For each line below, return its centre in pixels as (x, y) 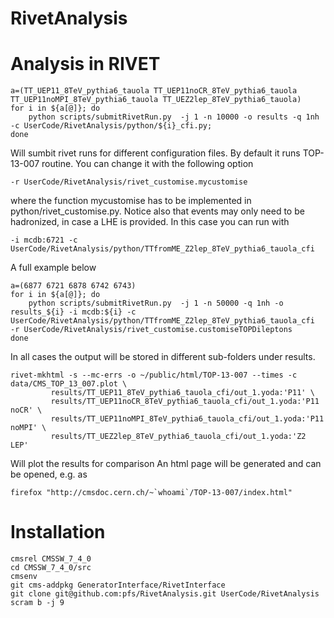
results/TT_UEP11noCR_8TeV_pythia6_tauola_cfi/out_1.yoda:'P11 (185, 402)
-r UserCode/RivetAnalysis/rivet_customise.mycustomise (129, 182)
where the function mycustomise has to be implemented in (131, 201)
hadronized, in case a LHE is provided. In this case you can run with (150, 222)
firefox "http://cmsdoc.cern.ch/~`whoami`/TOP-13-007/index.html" (151, 493)
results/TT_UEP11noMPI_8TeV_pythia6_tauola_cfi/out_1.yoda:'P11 (187, 419)
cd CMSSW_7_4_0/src (51, 568)
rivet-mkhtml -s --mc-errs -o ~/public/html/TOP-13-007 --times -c (154, 375)
